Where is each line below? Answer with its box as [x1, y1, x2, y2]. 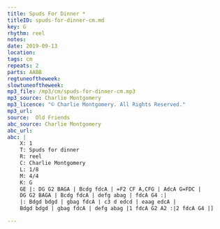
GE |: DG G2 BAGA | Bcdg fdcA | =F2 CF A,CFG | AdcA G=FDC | [20, 186, 201, 193]
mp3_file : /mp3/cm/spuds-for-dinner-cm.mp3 [7, 88, 136, 95]
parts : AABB [7, 68, 42, 75]
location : [7, 50, 36, 57]
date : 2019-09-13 [7, 43, 58, 50]
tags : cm [7, 56, 33, 63]
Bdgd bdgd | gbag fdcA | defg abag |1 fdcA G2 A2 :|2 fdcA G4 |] [20, 205, 214, 212]
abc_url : [7, 127, 33, 134]
